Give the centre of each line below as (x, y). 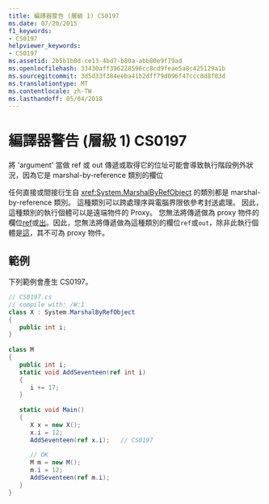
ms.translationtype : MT (48, 83)
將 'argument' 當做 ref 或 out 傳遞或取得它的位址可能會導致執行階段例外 (127, 165)
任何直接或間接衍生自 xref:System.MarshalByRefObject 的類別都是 (119, 193)
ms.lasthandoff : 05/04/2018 (56, 99)
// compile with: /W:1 (46, 304)
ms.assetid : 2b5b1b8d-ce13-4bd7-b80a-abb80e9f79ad (95, 61)
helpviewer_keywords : (45, 46)
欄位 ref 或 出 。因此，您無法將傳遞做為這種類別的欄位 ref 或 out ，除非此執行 (130, 222)
